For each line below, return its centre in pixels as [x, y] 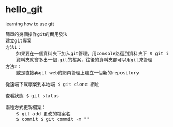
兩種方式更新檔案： [26, 107]
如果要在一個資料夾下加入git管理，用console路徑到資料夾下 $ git [90, 53]
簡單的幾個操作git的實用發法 [37, 34]
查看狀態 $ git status [32, 96]
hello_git [24, 9]
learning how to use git [30, 24]
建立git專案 [19, 40]
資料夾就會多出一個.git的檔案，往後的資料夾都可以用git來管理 [84, 60]
